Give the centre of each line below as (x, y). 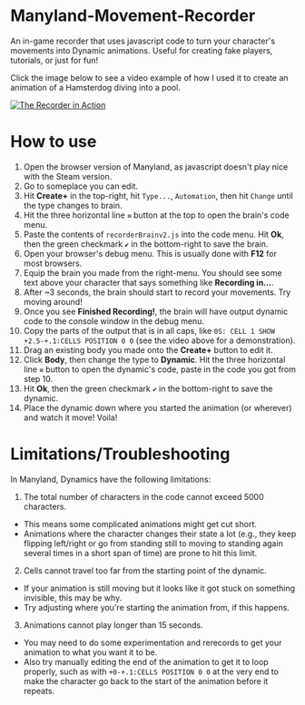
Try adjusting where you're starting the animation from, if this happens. (156, 607)
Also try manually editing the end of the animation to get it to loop (146, 661)
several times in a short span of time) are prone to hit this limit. (140, 553)
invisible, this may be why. (73, 597)
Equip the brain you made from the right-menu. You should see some (152, 272)
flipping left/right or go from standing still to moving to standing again (153, 543)
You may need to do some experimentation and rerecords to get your (152, 642)
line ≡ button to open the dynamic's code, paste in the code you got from (160, 369)
